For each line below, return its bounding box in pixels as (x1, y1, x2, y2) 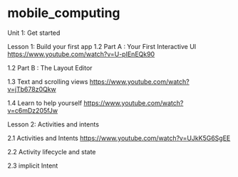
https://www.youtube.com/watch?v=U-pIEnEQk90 (7, 50, 155, 58)
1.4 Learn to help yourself (7, 98, 83, 107)
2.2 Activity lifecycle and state (7, 147, 96, 156)
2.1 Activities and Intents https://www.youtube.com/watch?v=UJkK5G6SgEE (7, 134, 231, 142)
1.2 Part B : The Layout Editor (7, 63, 93, 72)
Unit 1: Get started (7, 28, 61, 37)
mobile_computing (7, 5, 120, 21)
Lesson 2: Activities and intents (7, 119, 100, 129)
